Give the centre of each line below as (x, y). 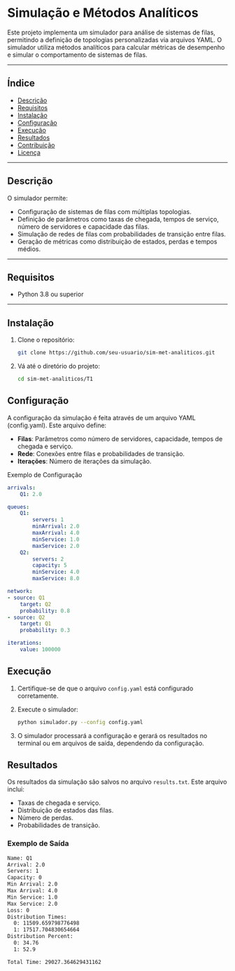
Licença (29, 152)
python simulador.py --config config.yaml (80, 722)
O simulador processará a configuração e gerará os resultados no (112, 735)
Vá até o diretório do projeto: (58, 366)
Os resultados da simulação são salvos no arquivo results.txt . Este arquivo (117, 782)
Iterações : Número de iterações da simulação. (84, 461)
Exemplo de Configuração (45, 474)
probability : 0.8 (45, 611)
